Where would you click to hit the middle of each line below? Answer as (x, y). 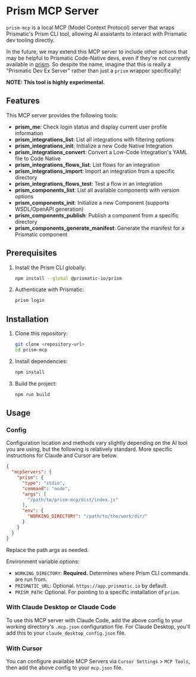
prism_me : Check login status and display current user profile (91, 127)
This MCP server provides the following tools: (62, 115)
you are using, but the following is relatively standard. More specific (89, 449)
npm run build (32, 394)
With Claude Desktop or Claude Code (61, 607)
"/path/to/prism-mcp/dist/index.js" (73, 500)
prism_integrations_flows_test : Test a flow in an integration (88, 183)
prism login (29, 301)
